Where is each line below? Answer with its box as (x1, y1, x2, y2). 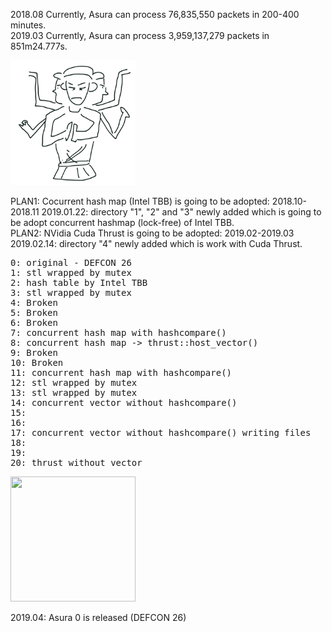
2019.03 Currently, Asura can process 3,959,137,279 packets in (10, 30, 270, 41)
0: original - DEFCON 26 (10, 257, 132, 268)
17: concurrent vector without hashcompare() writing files (10, 427, 312, 438)
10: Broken (10, 357, 64, 368)
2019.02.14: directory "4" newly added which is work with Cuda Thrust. (10, 238, 303, 249)
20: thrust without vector (10, 457, 143, 468)
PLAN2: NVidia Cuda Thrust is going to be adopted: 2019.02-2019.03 (10, 227, 295, 239)
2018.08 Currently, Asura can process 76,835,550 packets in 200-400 (10, 9, 300, 20)
